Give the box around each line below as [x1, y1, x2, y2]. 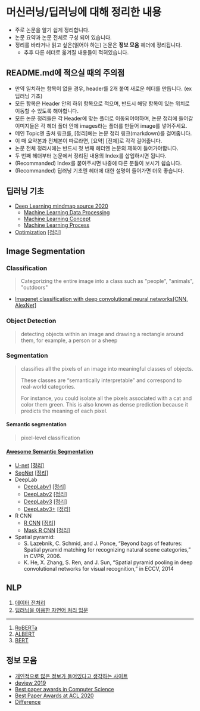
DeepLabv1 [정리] [23, 483, 67, 490]
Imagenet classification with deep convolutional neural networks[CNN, [14, 296, 188, 303]
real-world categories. [20, 383, 76, 390]
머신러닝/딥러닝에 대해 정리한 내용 [6, 5, 162, 19]
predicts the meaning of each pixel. [20, 407, 108, 414]
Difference [14, 698, 41, 705]
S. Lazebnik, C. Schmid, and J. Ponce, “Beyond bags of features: [23, 540, 183, 547]
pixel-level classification [20, 434, 80, 442]
